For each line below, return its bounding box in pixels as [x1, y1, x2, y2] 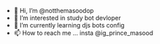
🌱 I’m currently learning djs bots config [13, 21, 125, 29]
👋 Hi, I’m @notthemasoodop [13, 7, 94, 14]
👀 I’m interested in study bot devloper [13, 14, 121, 22]
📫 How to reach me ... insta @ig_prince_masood [13, 29, 154, 37]
